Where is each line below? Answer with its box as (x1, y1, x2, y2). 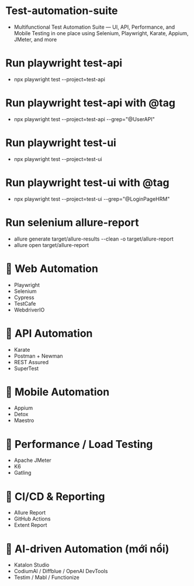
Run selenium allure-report (5, 215, 139, 229)
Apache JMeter (13, 457, 52, 464)
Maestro (13, 417, 34, 424)
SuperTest (13, 365, 39, 372)
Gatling (13, 470, 32, 477)
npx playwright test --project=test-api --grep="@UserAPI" (13, 115, 155, 122)
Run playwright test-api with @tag (5, 97, 176, 109)
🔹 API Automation (5, 327, 93, 340)
